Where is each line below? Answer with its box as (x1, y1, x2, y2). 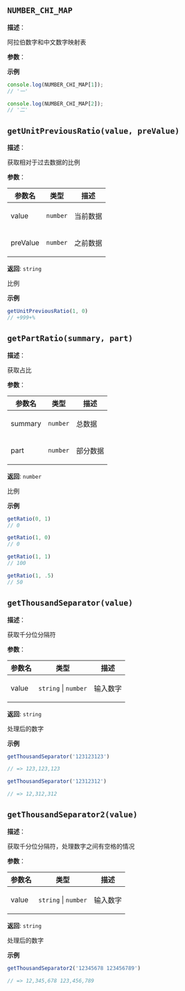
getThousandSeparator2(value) (7, 810, 138, 820)
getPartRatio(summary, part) (7, 333, 134, 344)
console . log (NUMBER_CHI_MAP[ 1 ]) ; (7, 81, 104, 88)
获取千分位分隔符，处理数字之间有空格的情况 (7, 842, 135, 850)
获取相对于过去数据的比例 (7, 158, 80, 167)
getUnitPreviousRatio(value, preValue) (7, 126, 180, 136)
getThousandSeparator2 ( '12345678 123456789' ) (7, 965, 141, 972)
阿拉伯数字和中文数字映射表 (7, 37, 87, 46)
